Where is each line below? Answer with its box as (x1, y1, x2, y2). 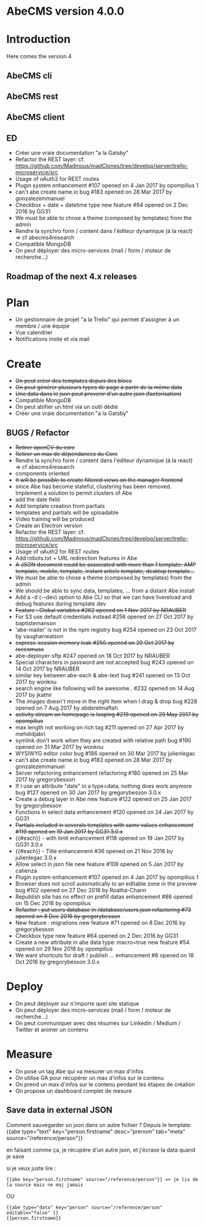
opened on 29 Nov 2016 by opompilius (15, 945, 113, 952)
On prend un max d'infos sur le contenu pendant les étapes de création (15, 1081, 195, 1088)
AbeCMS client (6, 112, 65, 123)
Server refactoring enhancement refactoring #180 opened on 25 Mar (15, 769, 188, 777)
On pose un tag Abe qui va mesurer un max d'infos (15, 1068, 144, 1075)
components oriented (15, 470, 70, 477)
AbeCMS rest (6, 91, 59, 102)
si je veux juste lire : (6, 1164, 56, 1172)
